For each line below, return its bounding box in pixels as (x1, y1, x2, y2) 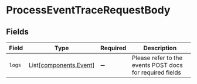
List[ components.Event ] (28, 61, 95, 69)
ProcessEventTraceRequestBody (6, 3, 171, 17)
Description (143, 44, 177, 52)
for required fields (131, 68, 182, 76)
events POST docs (131, 61, 183, 69)
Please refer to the (131, 54, 183, 62)
